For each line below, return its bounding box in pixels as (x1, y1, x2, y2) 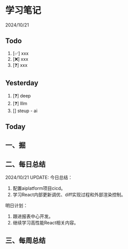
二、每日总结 (5, 160, 46, 168)
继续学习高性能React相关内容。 (12, 220, 79, 226)
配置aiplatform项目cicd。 (12, 185, 65, 191)
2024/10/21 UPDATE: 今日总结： (5, 175, 73, 181)
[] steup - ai (12, 108, 38, 114)
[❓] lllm (12, 100, 28, 106)
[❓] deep (12, 92, 31, 98)
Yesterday (5, 79, 39, 87)
